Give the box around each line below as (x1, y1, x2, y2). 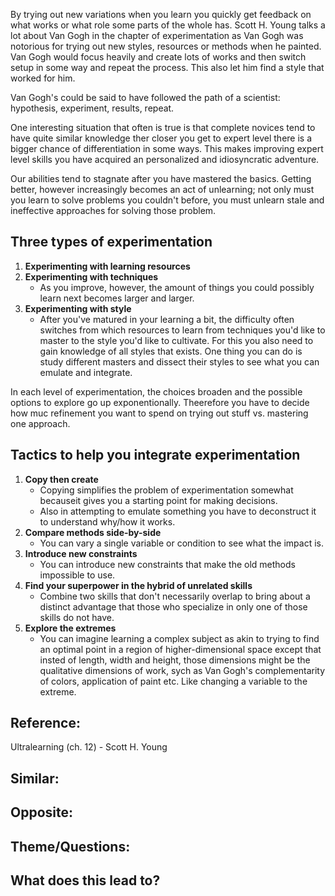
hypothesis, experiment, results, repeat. (10, 102, 175, 114)
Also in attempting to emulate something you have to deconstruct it (39, 505, 317, 517)
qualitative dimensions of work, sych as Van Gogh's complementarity (39, 664, 326, 676)
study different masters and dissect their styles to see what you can (39, 355, 320, 368)
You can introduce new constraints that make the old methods (39, 558, 296, 570)
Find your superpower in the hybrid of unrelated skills (24, 579, 253, 591)
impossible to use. (39, 569, 116, 581)
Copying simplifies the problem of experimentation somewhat (39, 484, 294, 496)
